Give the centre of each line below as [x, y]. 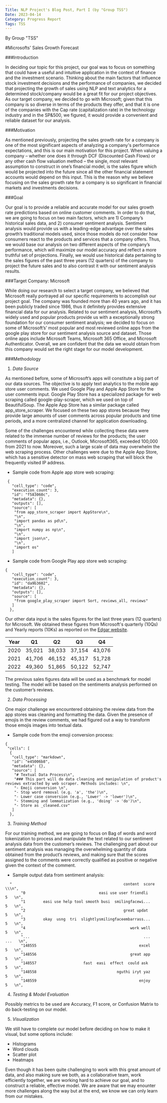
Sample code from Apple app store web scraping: [63, 472]
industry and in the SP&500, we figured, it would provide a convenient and [82, 115]
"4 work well [85, 928]
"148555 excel [85, 946]
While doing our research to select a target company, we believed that [77, 291]
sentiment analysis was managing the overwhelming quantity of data [76, 849]
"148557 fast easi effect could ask [84, 963]
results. [13, 271]
